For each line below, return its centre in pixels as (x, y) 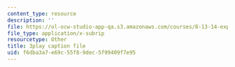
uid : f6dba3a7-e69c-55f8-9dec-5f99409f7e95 (72, 53)
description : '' (31, 20)
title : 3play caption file (47, 46)
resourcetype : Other (37, 40)
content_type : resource (42, 14)
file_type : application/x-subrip (56, 33)
